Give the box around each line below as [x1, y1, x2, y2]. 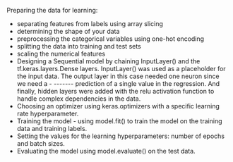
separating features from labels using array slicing [16, 20, 164, 27]
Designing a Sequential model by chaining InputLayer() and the [16, 57, 201, 66]
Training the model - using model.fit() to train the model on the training [16, 117, 222, 125]
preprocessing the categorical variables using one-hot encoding [16, 35, 205, 43]
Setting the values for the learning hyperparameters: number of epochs [16, 132, 225, 140]
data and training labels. [16, 125, 88, 132]
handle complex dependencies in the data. [16, 94, 141, 103]
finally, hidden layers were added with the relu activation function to [16, 87, 215, 95]
